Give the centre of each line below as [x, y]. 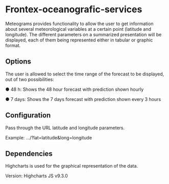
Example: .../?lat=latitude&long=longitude [49, 137]
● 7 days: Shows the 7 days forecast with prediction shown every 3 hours [83, 99]
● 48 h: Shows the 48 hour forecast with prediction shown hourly [75, 89]
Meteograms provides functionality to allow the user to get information [79, 24]
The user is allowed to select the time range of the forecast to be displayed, [85, 74]
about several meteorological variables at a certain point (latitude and [78, 29]
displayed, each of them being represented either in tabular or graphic [79, 40]
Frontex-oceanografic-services [74, 9]
